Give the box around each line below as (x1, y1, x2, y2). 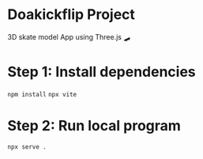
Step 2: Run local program (7, 117, 181, 135)
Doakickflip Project (7, 6, 136, 24)
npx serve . (7, 142, 47, 151)
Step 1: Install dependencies (7, 63, 197, 81)
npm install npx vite (7, 90, 77, 98)
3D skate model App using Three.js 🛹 (7, 32, 131, 41)
